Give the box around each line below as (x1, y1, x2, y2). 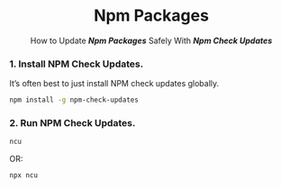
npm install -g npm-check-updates (9, 95, 140, 104)
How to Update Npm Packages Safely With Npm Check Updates (30, 35, 273, 46)
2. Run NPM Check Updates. (9, 117, 136, 130)
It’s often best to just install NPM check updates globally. (9, 78, 220, 89)
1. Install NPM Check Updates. (9, 58, 144, 70)
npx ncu (9, 171, 39, 180)
